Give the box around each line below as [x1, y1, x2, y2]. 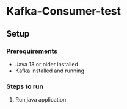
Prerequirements [6, 47, 58, 55]
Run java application [15, 96, 67, 104]
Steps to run [6, 82, 44, 91]
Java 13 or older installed [15, 60, 78, 68]
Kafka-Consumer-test [6, 4, 121, 18]
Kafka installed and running [15, 67, 84, 74]
